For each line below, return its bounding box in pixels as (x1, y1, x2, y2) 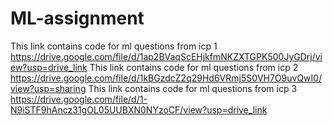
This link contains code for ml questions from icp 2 (89, 61, 299, 73)
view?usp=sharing (10, 82, 87, 94)
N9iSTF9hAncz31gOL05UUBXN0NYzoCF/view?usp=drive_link (10, 103, 268, 116)
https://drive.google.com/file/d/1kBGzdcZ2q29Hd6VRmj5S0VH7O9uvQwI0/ (10, 72, 323, 84)
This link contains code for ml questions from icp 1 (10, 40, 218, 52)
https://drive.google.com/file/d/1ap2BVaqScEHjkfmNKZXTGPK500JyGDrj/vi (10, 50, 323, 62)
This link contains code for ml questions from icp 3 (88, 82, 298, 94)
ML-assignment (10, 7, 145, 30)
